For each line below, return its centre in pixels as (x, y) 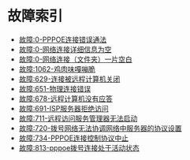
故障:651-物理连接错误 (55, 88)
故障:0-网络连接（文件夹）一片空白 (76, 59)
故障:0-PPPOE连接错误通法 (63, 39)
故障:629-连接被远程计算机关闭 (69, 79)
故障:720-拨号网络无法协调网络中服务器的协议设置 (100, 128)
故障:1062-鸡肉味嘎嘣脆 (57, 69)
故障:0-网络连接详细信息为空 (65, 49)
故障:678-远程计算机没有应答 (66, 99)
